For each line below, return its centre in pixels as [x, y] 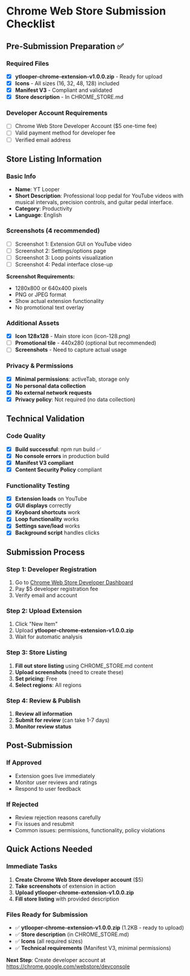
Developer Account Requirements [57, 113]
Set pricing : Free [36, 678]
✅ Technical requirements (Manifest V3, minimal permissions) [93, 948]
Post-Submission [40, 746]
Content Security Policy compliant [59, 470]
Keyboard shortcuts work [47, 512]
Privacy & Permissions [40, 366]
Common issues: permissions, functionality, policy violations [90, 831]
